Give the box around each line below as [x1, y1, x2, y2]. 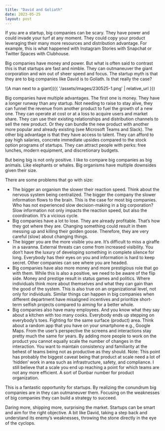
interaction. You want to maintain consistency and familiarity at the [12, 343, 148, 350]
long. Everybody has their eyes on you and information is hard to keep [12, 255, 155, 261]
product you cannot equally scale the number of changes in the [12, 338, 141, 344]
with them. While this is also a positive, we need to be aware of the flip [12, 270, 156, 276]
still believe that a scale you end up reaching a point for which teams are [12, 365, 160, 370]
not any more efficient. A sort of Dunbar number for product [12, 370, 134, 376]
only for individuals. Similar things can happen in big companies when [12, 291, 154, 297]
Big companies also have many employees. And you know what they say [12, 307, 160, 313]
